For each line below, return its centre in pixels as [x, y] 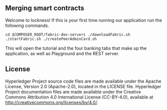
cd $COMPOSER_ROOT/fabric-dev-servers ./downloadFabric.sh [68, 34]
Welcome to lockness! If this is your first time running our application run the [83, 20]
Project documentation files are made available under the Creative [73, 92]
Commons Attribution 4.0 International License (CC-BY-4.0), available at [79, 97]
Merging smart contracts [45, 8]
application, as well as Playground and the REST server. [62, 53]
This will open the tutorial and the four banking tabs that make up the [76, 48]
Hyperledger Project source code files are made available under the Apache [83, 81]
